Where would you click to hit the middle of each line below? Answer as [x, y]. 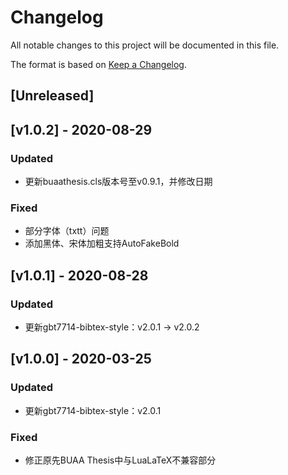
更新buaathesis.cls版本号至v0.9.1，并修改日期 [118, 182]
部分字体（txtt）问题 [67, 231]
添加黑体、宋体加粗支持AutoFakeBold [102, 243]
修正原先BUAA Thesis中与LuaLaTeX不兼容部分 [120, 460]
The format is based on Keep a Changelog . [98, 64]
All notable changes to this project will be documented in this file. [145, 45]
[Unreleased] [52, 96]
